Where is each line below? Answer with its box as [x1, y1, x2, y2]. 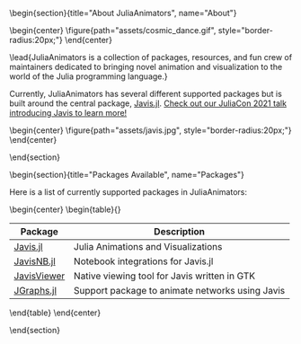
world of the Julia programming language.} [9, 71, 168, 82]
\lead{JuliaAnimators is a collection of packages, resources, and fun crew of [9, 52, 293, 62]
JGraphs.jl [13, 285, 57, 296]
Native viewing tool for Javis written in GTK [73, 269, 256, 282]
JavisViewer [13, 269, 66, 282]
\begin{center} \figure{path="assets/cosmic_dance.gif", [9, 25, 217, 35]
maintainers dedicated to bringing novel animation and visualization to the [9, 62, 283, 72]
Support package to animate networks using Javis [73, 285, 286, 296]
